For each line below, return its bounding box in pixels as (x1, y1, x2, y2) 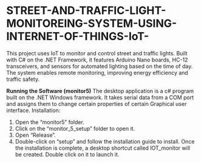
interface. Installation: (6, 106, 61, 114)
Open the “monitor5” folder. (15, 118, 85, 125)
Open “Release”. (15, 131, 56, 139)
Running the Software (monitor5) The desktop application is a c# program (6, 87, 194, 94)
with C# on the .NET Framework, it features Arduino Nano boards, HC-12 (6, 56, 188, 63)
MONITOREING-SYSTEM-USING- (6, 16, 177, 30)
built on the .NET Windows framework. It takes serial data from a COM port (6, 94, 194, 101)
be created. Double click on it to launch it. (15, 150, 120, 158)
